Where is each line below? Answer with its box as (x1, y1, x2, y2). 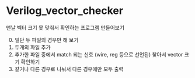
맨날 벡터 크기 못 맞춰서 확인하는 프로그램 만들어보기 (6, 24, 124, 31)
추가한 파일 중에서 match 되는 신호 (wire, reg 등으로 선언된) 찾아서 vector (14, 51, 183, 58)
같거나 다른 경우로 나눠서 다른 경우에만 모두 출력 (14, 65, 124, 72)
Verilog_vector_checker (6, 4, 124, 17)
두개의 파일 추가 (14, 44, 51, 51)
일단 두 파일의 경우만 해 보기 (14, 36, 79, 43)
